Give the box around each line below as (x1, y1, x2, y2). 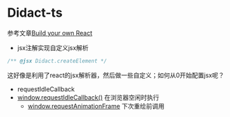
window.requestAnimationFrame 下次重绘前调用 (27, 102, 165, 110)
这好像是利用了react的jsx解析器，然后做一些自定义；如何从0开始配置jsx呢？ (7, 71, 224, 79)
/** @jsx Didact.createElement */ (7, 57, 108, 64)
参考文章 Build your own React (7, 29, 92, 37)
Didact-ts (7, 5, 63, 21)
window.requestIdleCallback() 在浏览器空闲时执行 (17, 93, 160, 102)
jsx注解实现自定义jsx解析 (17, 43, 89, 52)
